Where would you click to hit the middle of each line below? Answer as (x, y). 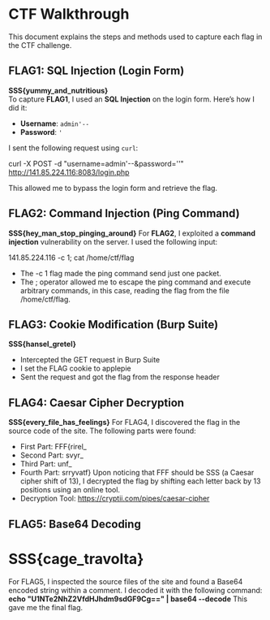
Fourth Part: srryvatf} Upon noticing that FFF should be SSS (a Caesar (137, 473)
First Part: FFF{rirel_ (54, 447)
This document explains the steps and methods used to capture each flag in (135, 37)
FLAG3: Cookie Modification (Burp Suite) (114, 325)
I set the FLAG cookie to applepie (75, 369)
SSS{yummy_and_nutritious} (58, 90)
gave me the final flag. (46, 607)
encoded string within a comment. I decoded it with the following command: (135, 590)
